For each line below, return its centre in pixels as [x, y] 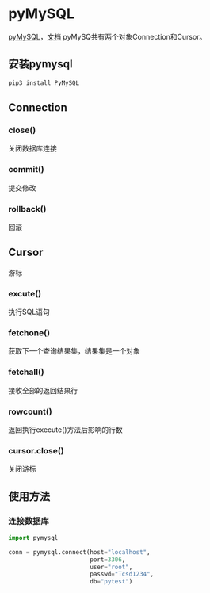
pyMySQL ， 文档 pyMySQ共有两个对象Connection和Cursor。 [107, 36]
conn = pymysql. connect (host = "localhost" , [79, 552]
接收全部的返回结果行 [43, 390]
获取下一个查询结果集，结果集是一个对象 [74, 351]
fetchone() [29, 332]
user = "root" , [111, 567]
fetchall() [27, 372]
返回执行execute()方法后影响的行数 [65, 430]
